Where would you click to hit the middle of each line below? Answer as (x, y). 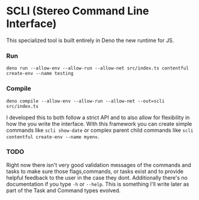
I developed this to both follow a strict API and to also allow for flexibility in (98, 117)
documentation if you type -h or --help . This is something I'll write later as (98, 184)
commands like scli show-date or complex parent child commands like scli (100, 130)
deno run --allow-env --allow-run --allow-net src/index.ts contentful (97, 68)
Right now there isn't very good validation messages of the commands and (99, 165)
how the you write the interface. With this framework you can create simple (99, 123)
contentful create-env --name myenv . (53, 137)
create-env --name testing (40, 74)
